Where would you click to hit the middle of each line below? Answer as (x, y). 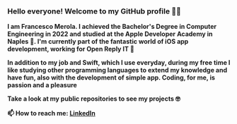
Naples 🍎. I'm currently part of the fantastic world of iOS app (98, 42)
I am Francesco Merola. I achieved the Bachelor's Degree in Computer (112, 27)
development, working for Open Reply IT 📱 (71, 49)
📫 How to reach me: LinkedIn (51, 113)
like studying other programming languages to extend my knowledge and (117, 70)
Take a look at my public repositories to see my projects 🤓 (94, 99)
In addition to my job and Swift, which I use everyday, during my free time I (119, 63)
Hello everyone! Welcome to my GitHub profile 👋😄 (94, 11)
